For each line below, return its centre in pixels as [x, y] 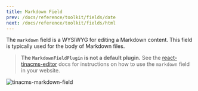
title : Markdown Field [34, 12]
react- [170, 58]
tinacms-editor [39, 64]
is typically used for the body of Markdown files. [66, 46]
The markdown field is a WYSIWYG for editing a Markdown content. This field [99, 40]
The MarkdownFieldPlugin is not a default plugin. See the [91, 58]
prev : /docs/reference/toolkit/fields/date [61, 17]
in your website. [41, 71]
